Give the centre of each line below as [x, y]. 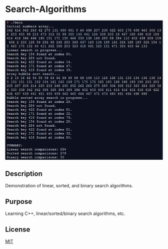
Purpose [19, 201]
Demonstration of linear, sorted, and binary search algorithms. [69, 186]
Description [24, 174]
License [18, 229]
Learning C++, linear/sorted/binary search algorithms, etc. [65, 213]
